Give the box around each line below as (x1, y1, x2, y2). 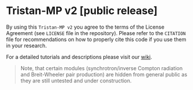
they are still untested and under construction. (20, 77, 132, 84)
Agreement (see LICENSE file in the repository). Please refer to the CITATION (6, 29, 186, 36)
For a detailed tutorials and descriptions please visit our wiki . (6, 53, 152, 60)
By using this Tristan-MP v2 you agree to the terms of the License (6, 23, 165, 30)
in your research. (6, 42, 47, 49)
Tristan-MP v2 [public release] (6, 4, 158, 18)
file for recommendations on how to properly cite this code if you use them (6, 36, 187, 43)
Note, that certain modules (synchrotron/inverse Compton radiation (20, 64, 183, 71)
